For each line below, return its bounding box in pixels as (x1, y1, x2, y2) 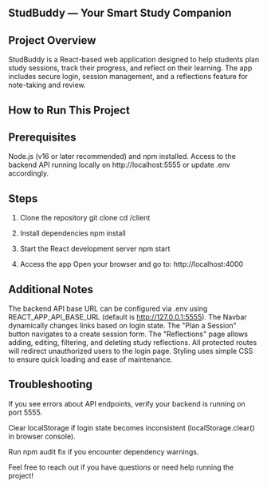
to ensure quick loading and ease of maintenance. (8, 355, 173, 364)
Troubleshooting (8, 378, 93, 391)
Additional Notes (8, 283, 94, 296)
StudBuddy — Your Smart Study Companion (8, 6, 232, 20)
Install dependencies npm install (19, 228, 126, 238)
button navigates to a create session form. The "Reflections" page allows (8, 329, 249, 339)
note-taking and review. (8, 80, 86, 90)
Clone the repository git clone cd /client (19, 213, 151, 223)
